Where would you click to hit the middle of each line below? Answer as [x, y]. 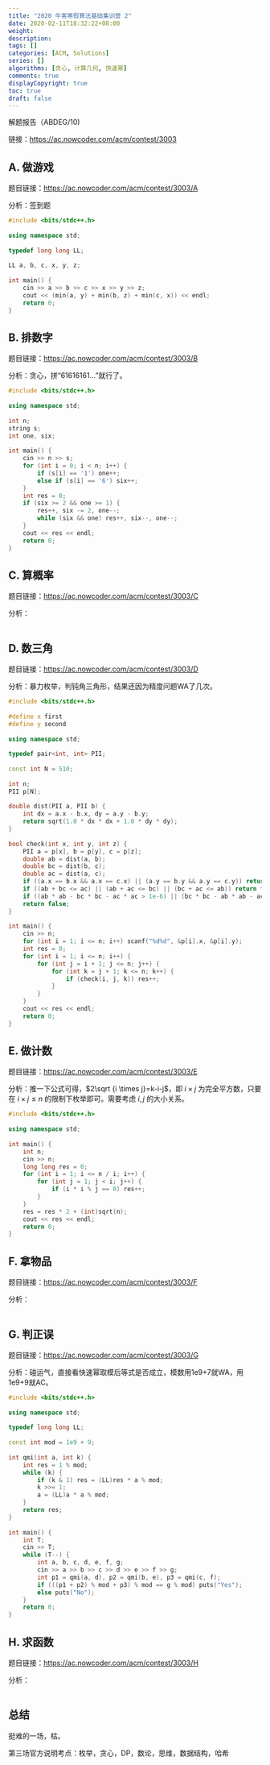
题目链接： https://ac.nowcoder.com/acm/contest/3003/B [103, 359]
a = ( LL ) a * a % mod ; [74, 1495]
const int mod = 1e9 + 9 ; [51, 1443]
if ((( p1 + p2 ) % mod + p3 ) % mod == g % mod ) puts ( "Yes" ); [140, 1584]
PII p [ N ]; [25, 791]
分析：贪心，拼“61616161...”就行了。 [67, 376]
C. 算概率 [31, 575]
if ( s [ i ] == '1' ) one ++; [79, 473]
